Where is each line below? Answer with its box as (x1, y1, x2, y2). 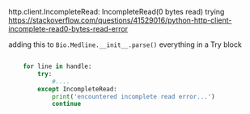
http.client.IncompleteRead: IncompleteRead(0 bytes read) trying (8, 7, 225, 16)
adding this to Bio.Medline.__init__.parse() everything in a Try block (8, 40, 243, 49)
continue (51, 100, 82, 108)
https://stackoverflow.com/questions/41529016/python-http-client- (8, 15, 232, 25)
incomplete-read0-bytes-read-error (8, 24, 128, 33)
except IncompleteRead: (37, 85, 117, 93)
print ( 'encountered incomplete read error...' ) (51, 92, 216, 100)
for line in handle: (23, 62, 92, 70)
